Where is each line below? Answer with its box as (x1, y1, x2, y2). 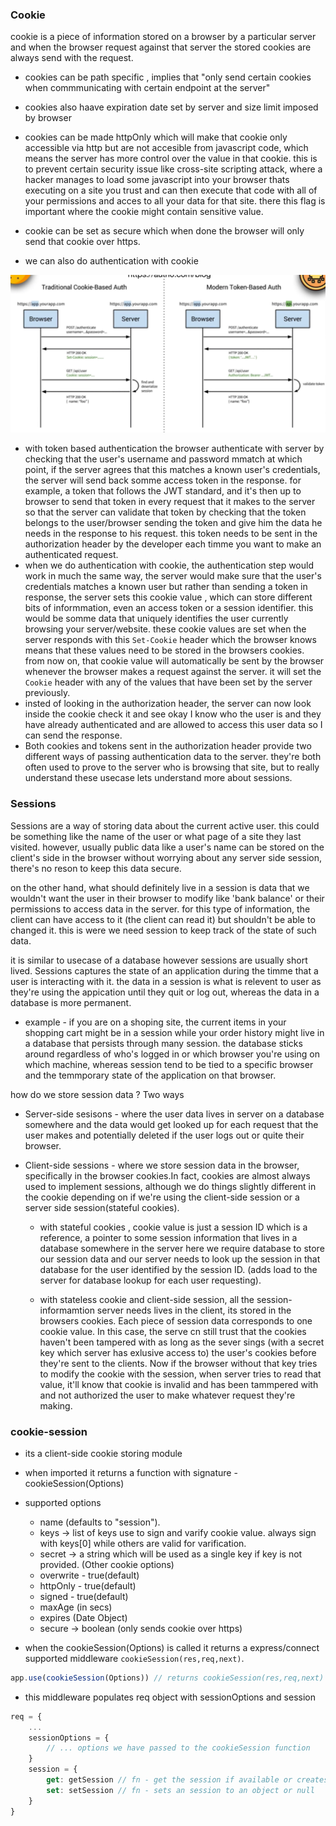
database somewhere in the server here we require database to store (39, 1242, 325, 1254)
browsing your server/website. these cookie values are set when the (24, 623, 307, 635)
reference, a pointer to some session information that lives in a (39, 1231, 298, 1243)
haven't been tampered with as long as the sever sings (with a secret (39, 1336, 325, 1348)
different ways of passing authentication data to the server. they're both (24, 751, 322, 763)
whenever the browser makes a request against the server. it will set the (24, 666, 322, 678)
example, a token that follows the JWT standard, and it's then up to (24, 485, 302, 497)
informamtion (39, 1304, 95, 1316)
